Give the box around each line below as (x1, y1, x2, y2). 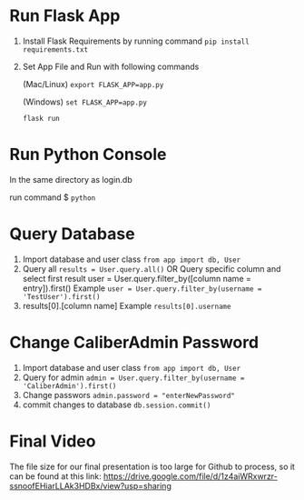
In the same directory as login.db (9, 174, 133, 185)
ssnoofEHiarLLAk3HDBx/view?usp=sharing (9, 480, 172, 491)
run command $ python (9, 192, 96, 203)
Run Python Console (9, 145, 167, 165)
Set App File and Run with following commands (22, 61, 200, 72)
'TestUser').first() (22, 292, 101, 301)
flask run (22, 114, 61, 123)
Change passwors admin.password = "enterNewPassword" (22, 389, 236, 400)
